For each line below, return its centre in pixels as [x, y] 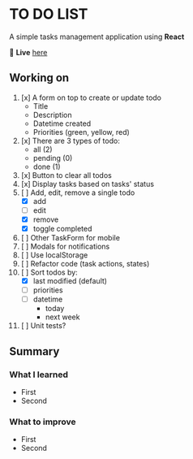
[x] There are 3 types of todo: [70, 141]
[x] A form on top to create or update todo [91, 97]
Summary [34, 351]
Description [52, 115]
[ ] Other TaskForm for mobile [71, 238]
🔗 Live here [28, 52]
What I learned [39, 375]
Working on [39, 78]
